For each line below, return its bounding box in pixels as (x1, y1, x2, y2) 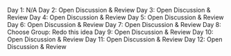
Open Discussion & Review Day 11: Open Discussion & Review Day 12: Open (7, 35, 223, 44)
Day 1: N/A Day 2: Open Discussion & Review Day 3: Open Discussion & (7, 6, 211, 14)
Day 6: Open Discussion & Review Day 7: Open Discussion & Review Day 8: (7, 21, 222, 28)
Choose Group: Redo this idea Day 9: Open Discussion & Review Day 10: (7, 28, 214, 36)
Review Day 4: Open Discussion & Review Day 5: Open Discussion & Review (7, 13, 224, 21)
